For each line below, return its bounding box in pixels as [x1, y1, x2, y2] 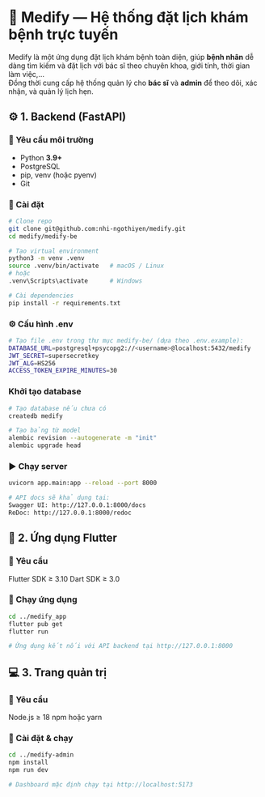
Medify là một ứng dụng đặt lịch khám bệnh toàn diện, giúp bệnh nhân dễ [8, 52, 254, 62]
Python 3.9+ [19, 152, 63, 162]
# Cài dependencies [8, 292, 74, 300]
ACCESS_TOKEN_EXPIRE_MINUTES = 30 [8, 367, 117, 375]
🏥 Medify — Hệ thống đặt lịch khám [8, 8, 249, 27]
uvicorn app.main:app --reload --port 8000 [8, 479, 158, 488]
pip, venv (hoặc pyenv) [19, 170, 97, 180]
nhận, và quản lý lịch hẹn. [8, 86, 95, 96]
